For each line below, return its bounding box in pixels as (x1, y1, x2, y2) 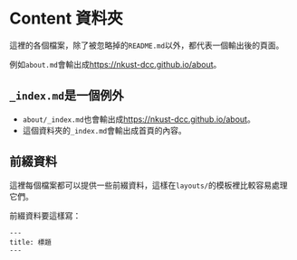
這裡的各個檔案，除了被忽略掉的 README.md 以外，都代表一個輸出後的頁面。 (9, 40, 284, 51)
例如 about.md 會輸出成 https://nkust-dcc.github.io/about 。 (9, 59, 222, 70)
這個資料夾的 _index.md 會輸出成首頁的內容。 (22, 125, 187, 135)
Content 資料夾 (9, 8, 124, 29)
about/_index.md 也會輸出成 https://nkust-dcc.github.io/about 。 (22, 114, 255, 125)
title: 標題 (9, 237, 52, 246)
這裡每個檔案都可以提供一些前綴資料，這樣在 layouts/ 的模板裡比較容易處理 (9, 180, 288, 190)
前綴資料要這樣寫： (9, 209, 81, 221)
